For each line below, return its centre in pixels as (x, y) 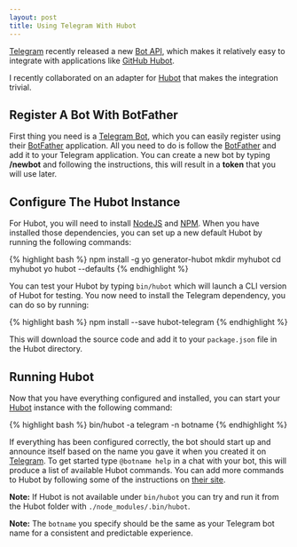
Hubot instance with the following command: (91, 407)
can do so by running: (49, 305)
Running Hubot (52, 377)
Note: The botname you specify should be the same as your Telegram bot (142, 523)
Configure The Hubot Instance (95, 202)
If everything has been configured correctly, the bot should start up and (140, 441)
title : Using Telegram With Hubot (73, 26)
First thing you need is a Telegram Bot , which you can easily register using (145, 136)
